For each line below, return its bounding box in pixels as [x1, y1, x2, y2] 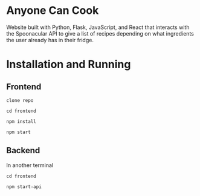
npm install [6, 118, 36, 124]
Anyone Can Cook [6, 4, 99, 17]
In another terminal [6, 161, 53, 169]
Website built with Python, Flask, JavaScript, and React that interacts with [6, 24, 190, 31]
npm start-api [6, 183, 42, 190]
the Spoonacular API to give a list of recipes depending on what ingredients [6, 30, 195, 37]
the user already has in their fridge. [6, 36, 94, 43]
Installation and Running [6, 58, 131, 71]
